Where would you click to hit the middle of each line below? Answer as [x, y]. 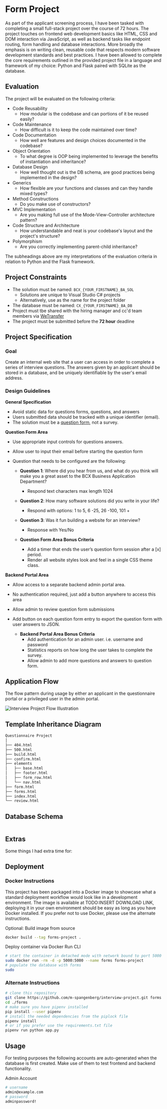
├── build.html [21, 754]
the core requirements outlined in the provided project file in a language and [83, 60]
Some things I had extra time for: [39, 851]
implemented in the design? [48, 177]
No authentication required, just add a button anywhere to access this [84, 594]
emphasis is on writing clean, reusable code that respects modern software [83, 50]
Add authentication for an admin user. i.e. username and [85, 639]
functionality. [19, 1068]
